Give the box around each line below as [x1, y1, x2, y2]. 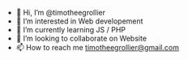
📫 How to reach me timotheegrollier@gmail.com [15, 43, 180, 52]
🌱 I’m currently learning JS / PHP [15, 25, 126, 34]
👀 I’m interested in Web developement [15, 16, 143, 26]
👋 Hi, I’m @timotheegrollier [15, 8, 105, 17]
